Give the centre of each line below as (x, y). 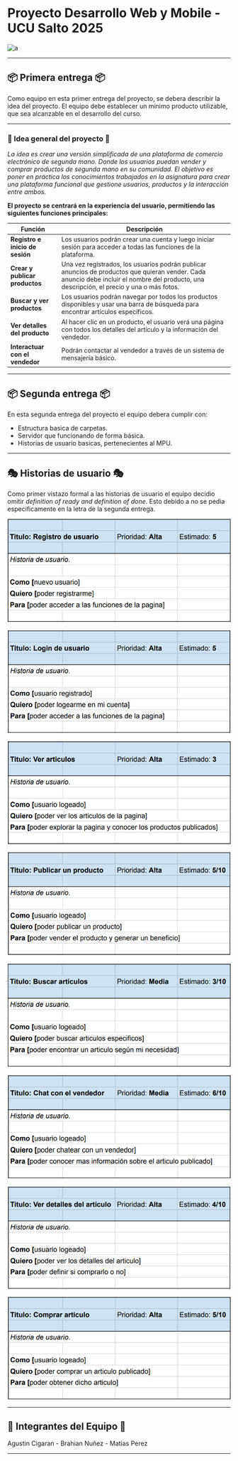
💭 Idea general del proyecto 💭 (59, 139)
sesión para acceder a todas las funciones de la (131, 247)
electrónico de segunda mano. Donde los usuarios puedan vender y (107, 162)
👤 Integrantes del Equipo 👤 (67, 1426)
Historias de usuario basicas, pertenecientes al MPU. (95, 443)
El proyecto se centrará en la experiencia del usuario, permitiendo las (111, 206)
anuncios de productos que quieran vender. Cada (134, 272)
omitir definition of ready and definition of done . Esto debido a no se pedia (116, 501)
